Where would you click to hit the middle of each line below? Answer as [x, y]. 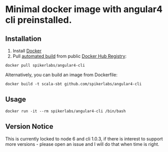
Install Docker [27, 51]
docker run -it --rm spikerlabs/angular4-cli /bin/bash [65, 111]
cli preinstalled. [39, 20]
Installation [23, 39]
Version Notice [29, 126]
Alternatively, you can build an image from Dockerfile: [61, 75]
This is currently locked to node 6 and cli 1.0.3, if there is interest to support [84, 139]
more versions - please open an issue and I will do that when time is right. [82, 144]
